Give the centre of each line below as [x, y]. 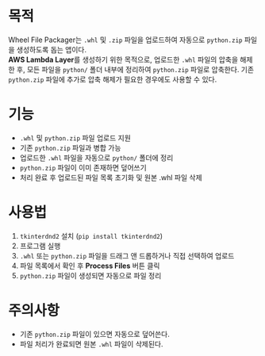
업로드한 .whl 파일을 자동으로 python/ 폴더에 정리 [96, 157]
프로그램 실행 [40, 246]
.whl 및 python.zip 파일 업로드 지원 [75, 138]
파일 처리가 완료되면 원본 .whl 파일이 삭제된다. [91, 344]
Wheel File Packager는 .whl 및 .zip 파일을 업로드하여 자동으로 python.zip [126, 40]
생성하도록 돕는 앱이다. [52, 49]
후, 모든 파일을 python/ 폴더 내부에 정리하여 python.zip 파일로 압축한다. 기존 [135, 69]
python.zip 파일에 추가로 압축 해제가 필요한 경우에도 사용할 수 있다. [113, 79]
